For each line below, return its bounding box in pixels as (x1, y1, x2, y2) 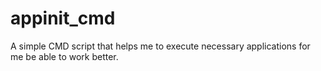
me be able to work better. (10, 50, 119, 62)
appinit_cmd (10, 7, 116, 30)
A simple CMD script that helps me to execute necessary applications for (10, 40, 311, 52)
